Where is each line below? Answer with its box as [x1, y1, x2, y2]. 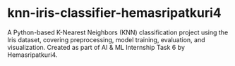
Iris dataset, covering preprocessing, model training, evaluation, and [7, 35, 206, 44]
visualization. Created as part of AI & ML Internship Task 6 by [7, 43, 186, 51]
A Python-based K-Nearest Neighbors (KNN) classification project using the [7, 28, 229, 37]
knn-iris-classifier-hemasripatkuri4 [7, 5, 222, 21]
